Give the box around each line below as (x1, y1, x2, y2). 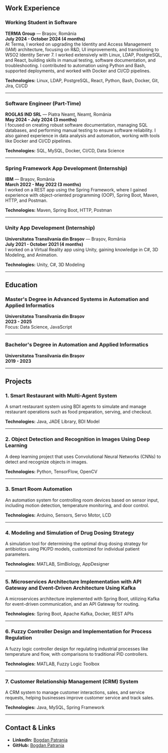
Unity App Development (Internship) (5, 224, 95, 231)
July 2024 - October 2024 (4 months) (5, 36, 85, 42)
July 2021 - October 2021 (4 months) (5, 241, 83, 247)
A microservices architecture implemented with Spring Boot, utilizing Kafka (5, 596, 160, 602)
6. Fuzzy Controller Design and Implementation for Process (5, 628, 152, 635)
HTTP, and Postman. (5, 197, 48, 203)
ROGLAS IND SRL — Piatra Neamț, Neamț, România (5, 111, 111, 117)
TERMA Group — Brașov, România (5, 30, 76, 37)
